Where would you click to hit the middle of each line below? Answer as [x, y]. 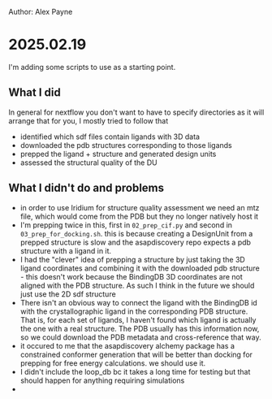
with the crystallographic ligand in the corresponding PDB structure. [134, 311]
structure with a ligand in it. [66, 250]
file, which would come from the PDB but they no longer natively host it [139, 216]
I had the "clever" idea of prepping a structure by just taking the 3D [132, 259]
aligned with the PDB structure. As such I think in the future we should [137, 285]
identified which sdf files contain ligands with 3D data [110, 137]
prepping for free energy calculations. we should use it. [113, 363]
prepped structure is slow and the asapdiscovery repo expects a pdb [136, 242]
